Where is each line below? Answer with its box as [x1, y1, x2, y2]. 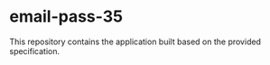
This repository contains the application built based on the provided [9, 36, 262, 47]
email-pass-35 [9, 6, 124, 27]
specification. [9, 45, 61, 56]
